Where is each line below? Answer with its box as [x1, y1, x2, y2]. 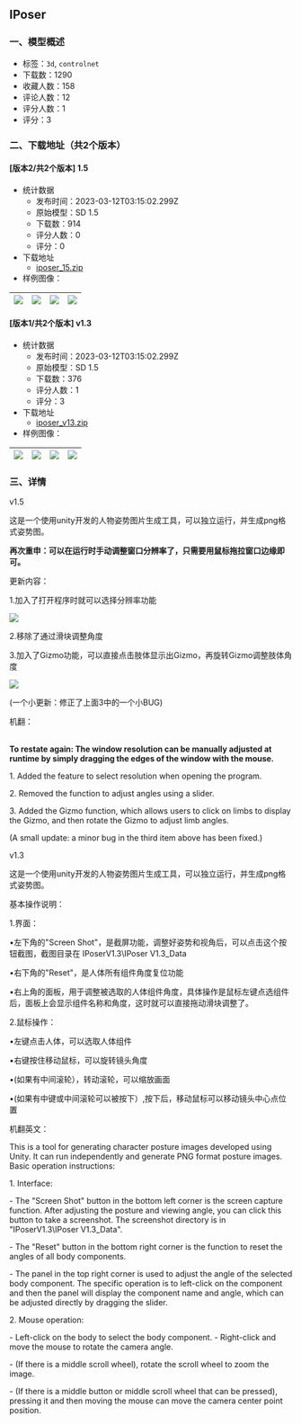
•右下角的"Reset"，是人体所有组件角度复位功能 [9, 967, 184, 978]
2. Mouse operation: [9, 1314, 84, 1325]
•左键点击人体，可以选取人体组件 [9, 1036, 132, 1046]
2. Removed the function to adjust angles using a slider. [9, 788, 215, 799]
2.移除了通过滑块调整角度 [9, 631, 103, 642]
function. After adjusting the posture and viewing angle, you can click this [9, 1205, 282, 1216]
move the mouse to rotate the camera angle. [9, 1341, 173, 1352]
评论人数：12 [22, 92, 71, 102]
